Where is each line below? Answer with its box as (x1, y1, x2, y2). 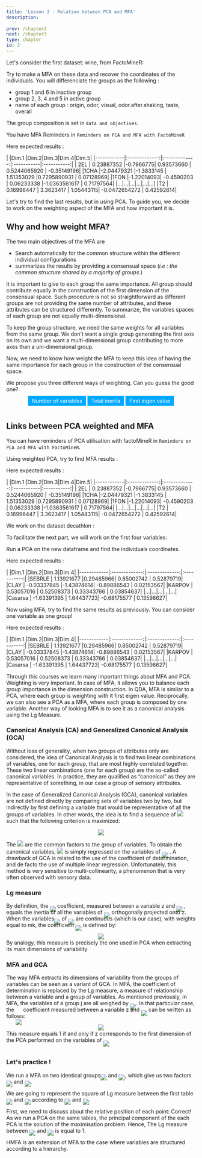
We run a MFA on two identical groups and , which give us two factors (6, 1071, 192, 1079)
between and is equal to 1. (6, 1127, 86, 1134)
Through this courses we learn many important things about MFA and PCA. (6, 673, 192, 680)
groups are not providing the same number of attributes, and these (6, 299, 171, 307)
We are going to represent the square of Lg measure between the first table (6, 1089, 194, 1097)
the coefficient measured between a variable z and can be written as (6, 1006, 192, 1014)
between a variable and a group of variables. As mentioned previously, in (6, 993, 188, 1000)
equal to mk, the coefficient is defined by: (6, 922, 117, 929)
